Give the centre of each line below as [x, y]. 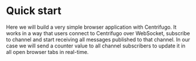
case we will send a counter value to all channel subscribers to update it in [96, 46]
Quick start [34, 11]
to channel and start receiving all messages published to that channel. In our [98, 39]
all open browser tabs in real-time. [47, 52]
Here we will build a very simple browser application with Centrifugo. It [91, 27]
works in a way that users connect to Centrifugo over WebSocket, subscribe [98, 33]
